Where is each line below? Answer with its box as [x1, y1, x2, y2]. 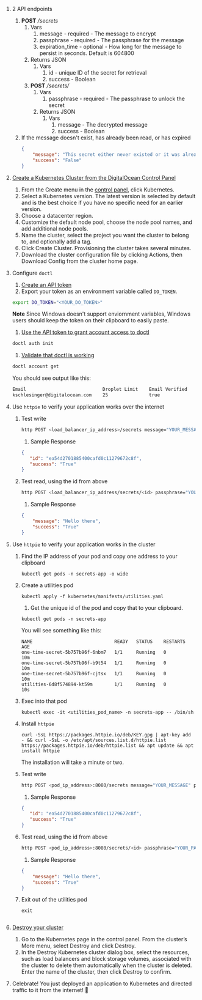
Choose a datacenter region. [21, 212, 93, 219]
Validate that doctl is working [21, 352, 95, 359]
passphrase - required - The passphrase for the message [39, 37, 184, 43]
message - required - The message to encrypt [39, 30, 156, 37]
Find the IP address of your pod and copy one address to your [21, 552, 178, 560]
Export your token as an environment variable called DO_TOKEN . [21, 287, 178, 295]
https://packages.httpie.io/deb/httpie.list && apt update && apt [21, 743, 194, 749]
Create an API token [21, 281, 72, 288]
